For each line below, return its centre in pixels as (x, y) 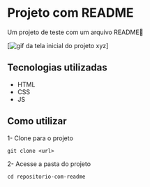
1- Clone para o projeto (40, 138)
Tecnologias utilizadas (57, 68)
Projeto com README (70, 13)
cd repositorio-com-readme (46, 177)
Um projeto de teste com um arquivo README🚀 (75, 32)
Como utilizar (37, 121)
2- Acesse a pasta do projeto (49, 164)
